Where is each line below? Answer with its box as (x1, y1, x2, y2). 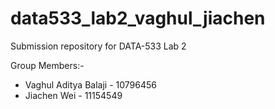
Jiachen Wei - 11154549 (24, 89, 123, 101)
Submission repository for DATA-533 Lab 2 (10, 40, 187, 52)
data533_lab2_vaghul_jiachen (10, 7, 266, 30)
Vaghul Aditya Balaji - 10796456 (24, 78, 157, 91)
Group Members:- (10, 59, 85, 71)
